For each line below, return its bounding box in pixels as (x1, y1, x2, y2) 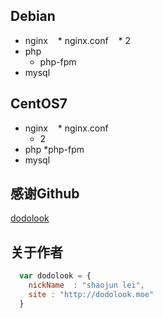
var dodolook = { (19, 271, 92, 281)
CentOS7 (10, 95, 68, 113)
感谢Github (10, 185, 80, 203)
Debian (10, 8, 56, 25)
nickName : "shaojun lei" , (28, 280, 145, 291)
